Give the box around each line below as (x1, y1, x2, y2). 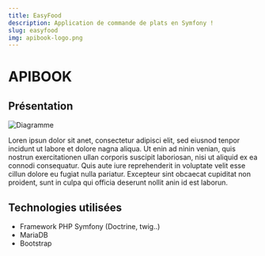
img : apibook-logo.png (8, 33, 83, 42)
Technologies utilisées (8, 201, 123, 214)
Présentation (8, 99, 74, 113)
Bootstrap (19, 239, 52, 248)
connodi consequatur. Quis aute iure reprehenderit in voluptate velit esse (8, 161, 246, 170)
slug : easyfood (8, 26, 59, 34)
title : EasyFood (8, 11, 62, 20)
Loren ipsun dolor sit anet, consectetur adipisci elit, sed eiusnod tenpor (8, 136, 240, 145)
